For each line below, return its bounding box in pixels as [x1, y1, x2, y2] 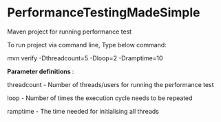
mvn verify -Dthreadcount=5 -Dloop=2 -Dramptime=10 [7, 53, 163, 62]
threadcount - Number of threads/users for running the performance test [7, 80, 215, 88]
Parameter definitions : [7, 67, 74, 75]
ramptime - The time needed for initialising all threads [7, 107, 160, 115]
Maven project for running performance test [7, 27, 132, 36]
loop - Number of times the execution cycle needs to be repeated [7, 94, 193, 102]
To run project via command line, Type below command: [7, 40, 167, 49]
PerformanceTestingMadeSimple [7, 5, 200, 21]
